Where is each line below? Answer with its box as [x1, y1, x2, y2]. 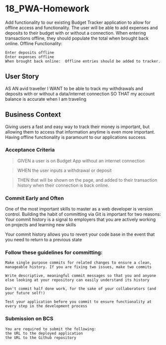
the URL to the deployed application [5, 331, 83, 336]
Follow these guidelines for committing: [5, 249, 103, 256]
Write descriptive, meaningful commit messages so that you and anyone [5, 274, 156, 278]
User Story [5, 72, 39, 81]
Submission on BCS [5, 315, 54, 322]
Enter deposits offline [5, 50, 55, 55]
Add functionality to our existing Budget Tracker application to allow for [5, 19, 151, 25]
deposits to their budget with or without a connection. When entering [5, 30, 146, 36]
